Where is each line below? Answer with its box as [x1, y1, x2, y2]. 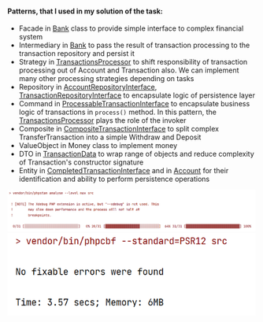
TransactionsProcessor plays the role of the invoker [18, 116, 187, 125]
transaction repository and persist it [18, 49, 135, 58]
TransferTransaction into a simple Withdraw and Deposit [18, 132, 202, 142]
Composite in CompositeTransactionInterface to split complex [18, 124, 220, 134]
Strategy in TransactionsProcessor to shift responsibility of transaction [18, 57, 248, 67]
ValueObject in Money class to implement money [18, 141, 178, 150]
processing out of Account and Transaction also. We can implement [18, 65, 239, 75]
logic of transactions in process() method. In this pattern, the [18, 107, 217, 117]
